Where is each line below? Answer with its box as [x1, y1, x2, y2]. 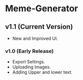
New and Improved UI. [12, 35, 58, 41]
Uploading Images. [12, 64, 51, 70]
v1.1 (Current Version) [5, 23, 73, 31]
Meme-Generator [5, 3, 78, 14]
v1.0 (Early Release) [5, 48, 54, 54]
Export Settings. [12, 59, 45, 65]
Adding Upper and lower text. [12, 69, 73, 75]
